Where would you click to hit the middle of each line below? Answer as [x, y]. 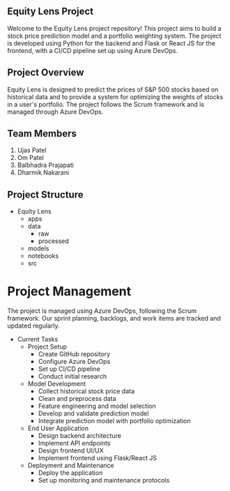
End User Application [58, 428]
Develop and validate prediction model [93, 413]
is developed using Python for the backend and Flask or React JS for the [112, 43]
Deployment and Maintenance [71, 466]
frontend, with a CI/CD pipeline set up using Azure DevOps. [92, 50]
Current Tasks [38, 339]
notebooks [43, 256]
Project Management [69, 292]
